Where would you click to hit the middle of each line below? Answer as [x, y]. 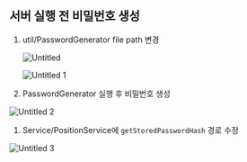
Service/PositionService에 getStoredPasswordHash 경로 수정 [131, 130]
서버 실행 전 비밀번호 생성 [75, 16]
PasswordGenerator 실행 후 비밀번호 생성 [96, 94]
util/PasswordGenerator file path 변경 [91, 40]
